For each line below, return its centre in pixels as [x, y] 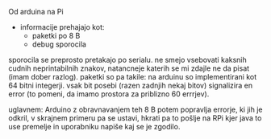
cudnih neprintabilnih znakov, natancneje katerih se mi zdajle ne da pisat [129, 68]
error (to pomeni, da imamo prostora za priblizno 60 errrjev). [109, 94]
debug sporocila [59, 44]
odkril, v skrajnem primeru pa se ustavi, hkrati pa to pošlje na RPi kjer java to [135, 118]
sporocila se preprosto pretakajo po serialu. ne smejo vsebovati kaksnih [128, 60]
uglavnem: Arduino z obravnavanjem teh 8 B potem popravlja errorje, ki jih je [135, 109]
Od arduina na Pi [36, 12]
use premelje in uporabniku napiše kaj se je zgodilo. [94, 127]
